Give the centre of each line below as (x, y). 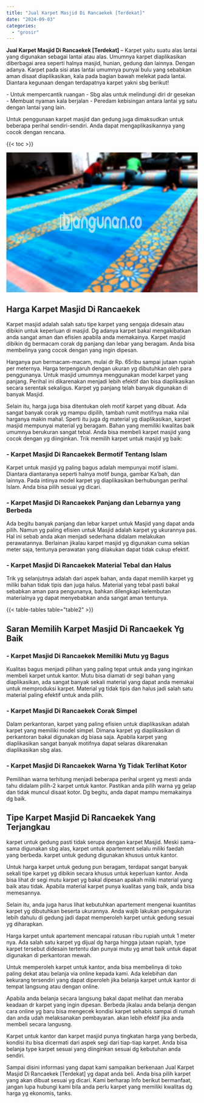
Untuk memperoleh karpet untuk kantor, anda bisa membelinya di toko (94, 967)
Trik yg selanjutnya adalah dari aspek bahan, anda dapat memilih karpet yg (100, 579)
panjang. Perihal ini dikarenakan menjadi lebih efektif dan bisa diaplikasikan (101, 381)
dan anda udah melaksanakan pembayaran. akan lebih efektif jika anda (95, 1018)
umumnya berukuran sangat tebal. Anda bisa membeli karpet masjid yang (98, 432)
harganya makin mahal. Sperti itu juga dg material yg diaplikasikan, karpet (99, 419)
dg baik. (16, 798)
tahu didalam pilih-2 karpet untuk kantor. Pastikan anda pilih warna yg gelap (101, 785)
